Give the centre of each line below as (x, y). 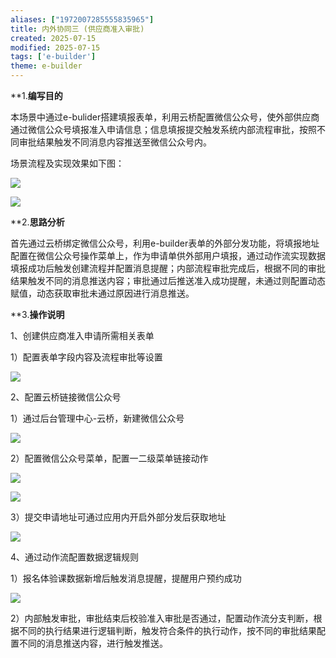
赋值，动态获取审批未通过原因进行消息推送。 (102, 293)
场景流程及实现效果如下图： (67, 163)
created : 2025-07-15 (53, 38)
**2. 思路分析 (37, 222)
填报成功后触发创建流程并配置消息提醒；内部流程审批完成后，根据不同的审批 (168, 268)
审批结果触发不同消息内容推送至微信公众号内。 (115, 142)
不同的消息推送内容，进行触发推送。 (93, 643)
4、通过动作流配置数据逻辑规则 (75, 557)
